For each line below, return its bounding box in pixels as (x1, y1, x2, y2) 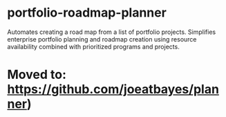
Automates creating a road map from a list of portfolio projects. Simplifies (7, 28, 216, 36)
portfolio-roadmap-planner (7, 5, 167, 21)
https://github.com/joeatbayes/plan (7, 82, 220, 98)
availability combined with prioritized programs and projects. (7, 42, 180, 51)
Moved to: (7, 67, 67, 82)
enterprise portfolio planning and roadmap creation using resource (7, 35, 197, 43)
